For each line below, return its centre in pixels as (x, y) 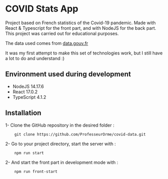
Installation (23, 113)
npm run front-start (36, 171)
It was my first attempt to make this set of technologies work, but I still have (84, 53)
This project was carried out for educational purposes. (62, 33)
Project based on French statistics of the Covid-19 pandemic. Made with (80, 23)
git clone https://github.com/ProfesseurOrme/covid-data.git (80, 134)
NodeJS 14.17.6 (28, 86)
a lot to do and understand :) (35, 58)
